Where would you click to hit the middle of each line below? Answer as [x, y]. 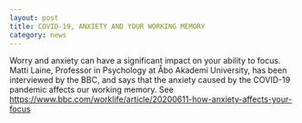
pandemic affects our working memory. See [92, 90]
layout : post [34, 18]
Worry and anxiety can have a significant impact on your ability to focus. [145, 61]
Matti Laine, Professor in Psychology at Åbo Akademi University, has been [148, 70]
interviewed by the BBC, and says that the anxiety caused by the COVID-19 [150, 80]
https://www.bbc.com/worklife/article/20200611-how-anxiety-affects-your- [151, 99]
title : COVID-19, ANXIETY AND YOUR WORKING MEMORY [107, 26]
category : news [38, 35]
